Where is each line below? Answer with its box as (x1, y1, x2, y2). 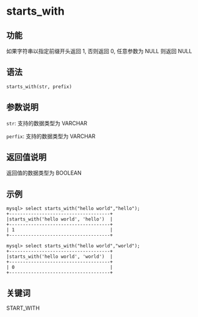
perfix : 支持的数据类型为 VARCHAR (6, 133, 96, 140)
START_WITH (6, 304, 40, 312)
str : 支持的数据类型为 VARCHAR (6, 119, 88, 126)
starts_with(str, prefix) (6, 84, 72, 90)
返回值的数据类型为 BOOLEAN (6, 169, 82, 177)
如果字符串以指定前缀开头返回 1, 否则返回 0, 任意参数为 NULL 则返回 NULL (6, 48, 193, 54)
